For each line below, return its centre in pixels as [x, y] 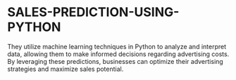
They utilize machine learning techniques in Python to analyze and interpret [117, 46]
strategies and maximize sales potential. [66, 69]
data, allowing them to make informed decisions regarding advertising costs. [118, 54]
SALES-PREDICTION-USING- [93, 12]
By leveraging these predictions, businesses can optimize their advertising [115, 61]
